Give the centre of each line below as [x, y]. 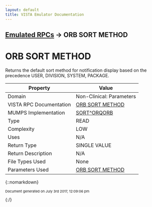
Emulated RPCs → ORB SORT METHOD [66, 35]
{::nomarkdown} [22, 182]
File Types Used [27, 161]
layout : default [22, 10]
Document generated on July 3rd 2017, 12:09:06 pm [47, 191]
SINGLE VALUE [94, 145]
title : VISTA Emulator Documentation [45, 15]
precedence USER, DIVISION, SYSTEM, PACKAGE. [57, 75]
